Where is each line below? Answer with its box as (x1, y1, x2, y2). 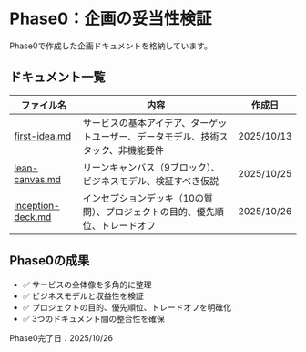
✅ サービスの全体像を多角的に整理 (22, 279, 152, 290)
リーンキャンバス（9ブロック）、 (82, 160, 220, 173)
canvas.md (14, 172, 61, 185)
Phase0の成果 (9, 253, 90, 269)
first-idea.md (14, 129, 72, 142)
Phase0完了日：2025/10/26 (9, 332, 114, 343)
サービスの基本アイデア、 (82, 116, 191, 129)
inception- (14, 199, 61, 212)
